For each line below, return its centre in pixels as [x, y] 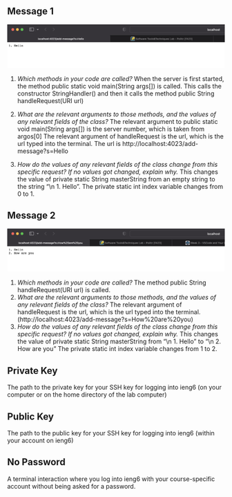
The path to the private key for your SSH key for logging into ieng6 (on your [115, 388]
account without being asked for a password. [71, 486]
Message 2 [31, 216]
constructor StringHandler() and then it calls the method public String [116, 93]
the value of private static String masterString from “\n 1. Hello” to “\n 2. [119, 341]
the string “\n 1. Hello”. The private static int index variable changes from [120, 186]
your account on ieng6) [40, 441]
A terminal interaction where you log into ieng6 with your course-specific [111, 479]
